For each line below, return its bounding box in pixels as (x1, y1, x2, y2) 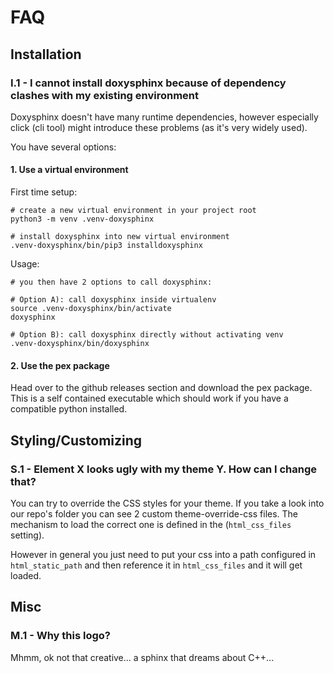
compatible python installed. (10, 403, 128, 415)
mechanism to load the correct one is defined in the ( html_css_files (10, 518, 292, 530)
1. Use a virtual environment (10, 164, 129, 176)
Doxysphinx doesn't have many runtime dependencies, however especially (10, 111, 319, 123)
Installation (10, 46, 82, 63)
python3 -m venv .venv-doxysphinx (10, 214, 155, 225)
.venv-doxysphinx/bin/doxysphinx (10, 339, 150, 349)
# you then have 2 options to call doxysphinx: (10, 277, 213, 288)
